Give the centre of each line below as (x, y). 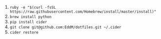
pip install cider (28, 22)
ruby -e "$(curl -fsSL (33, 7)
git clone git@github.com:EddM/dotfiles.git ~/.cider (65, 27)
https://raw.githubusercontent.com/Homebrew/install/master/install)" (83, 12)
